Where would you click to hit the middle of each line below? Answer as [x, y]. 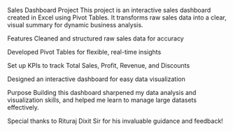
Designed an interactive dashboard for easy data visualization [96, 79]
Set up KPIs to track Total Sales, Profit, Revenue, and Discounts [99, 65]
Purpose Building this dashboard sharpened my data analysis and [102, 93]
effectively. [23, 107]
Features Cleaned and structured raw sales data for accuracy [96, 38]
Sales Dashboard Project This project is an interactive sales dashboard [109, 10]
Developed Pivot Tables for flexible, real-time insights [84, 52]
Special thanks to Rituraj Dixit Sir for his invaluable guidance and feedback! [115, 121]
